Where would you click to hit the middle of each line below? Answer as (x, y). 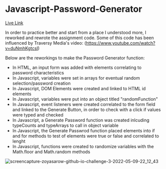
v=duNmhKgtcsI (22, 48)
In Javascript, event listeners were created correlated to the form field (84, 104)
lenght (19, 141)
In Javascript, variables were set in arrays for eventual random (76, 78)
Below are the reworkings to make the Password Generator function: (75, 57)
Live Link (14, 23)
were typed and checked (38, 114)
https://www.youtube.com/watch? (121, 43)
